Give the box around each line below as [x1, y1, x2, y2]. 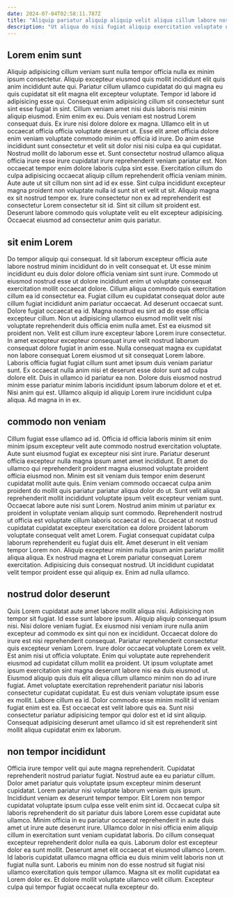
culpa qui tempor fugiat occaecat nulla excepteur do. [7, 883, 159, 891]
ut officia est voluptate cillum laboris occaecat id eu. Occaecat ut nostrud [7, 516, 218, 524]
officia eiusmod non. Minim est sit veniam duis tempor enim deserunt [7, 471, 205, 480]
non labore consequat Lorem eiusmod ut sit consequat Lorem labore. [7, 351, 205, 360]
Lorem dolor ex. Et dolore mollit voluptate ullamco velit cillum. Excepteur [7, 876, 214, 884]
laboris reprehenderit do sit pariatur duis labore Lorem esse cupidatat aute [7, 809, 221, 817]
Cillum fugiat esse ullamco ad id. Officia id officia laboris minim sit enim [7, 434, 212, 443]
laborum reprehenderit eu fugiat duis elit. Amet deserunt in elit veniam [7, 538, 208, 547]
